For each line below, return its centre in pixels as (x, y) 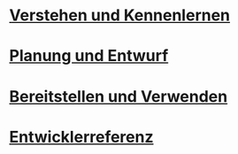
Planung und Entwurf (89, 56)
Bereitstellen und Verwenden (119, 96)
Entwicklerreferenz (81, 137)
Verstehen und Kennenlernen (120, 15)
